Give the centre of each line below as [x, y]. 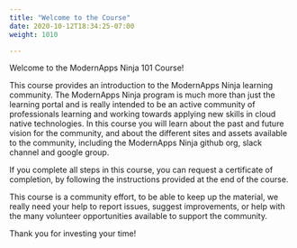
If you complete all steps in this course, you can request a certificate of [141, 170]
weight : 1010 [34, 34]
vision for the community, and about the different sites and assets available [148, 133]
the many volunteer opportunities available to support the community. [139, 216]
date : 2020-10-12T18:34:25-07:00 [72, 26]
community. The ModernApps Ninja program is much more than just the [143, 95]
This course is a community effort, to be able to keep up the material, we [144, 197]
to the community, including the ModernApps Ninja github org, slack [136, 143]
